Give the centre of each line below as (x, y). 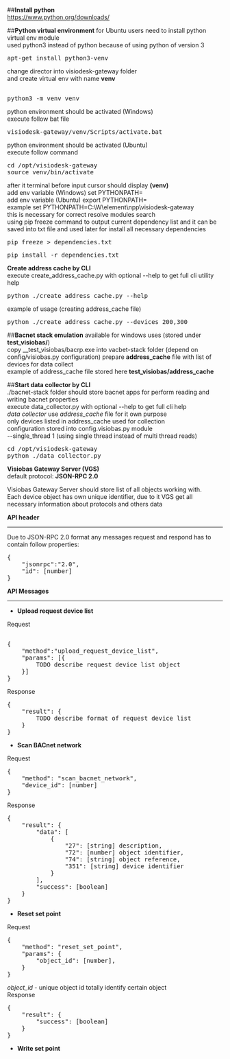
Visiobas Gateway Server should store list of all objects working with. (104, 489)
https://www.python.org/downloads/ (59, 17)
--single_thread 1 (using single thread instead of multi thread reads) (102, 436)
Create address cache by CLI (49, 268)
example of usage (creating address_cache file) (74, 309)
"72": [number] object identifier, (125, 853)
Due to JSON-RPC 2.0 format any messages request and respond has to (109, 537)
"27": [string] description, (114, 846)
